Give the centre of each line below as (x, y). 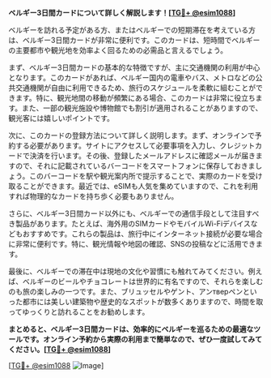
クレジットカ (241, 146)
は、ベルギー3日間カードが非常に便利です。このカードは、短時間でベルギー (134, 40)
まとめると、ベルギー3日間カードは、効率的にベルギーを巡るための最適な (131, 329)
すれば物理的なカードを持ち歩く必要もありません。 (93, 196)
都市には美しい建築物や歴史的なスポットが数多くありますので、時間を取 (143, 302)
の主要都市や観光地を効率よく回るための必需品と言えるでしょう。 (118, 50)
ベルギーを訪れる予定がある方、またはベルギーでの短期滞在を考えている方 (132, 30)
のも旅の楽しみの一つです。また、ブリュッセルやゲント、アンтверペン (126, 292)
